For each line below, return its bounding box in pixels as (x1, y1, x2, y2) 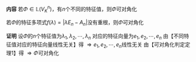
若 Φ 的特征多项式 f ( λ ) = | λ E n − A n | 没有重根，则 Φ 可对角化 (6, 19, 144, 28)
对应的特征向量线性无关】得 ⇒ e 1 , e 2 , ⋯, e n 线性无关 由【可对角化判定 (16, 41, 185, 49)
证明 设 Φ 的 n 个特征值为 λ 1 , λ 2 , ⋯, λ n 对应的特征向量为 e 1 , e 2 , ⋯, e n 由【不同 (6, 32, 184, 41)
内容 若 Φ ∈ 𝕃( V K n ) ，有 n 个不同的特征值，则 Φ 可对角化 (6, 5, 138, 14)
